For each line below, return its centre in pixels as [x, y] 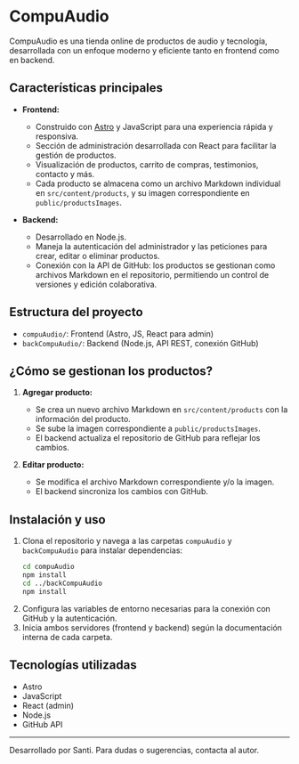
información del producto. [83, 419]
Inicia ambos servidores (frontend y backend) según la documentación [152, 627]
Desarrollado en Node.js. [81, 237]
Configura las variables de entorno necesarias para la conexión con [146, 608]
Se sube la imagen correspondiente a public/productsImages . [148, 428]
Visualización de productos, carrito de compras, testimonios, [147, 164]
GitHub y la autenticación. [69, 618]
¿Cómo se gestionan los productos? [111, 371]
